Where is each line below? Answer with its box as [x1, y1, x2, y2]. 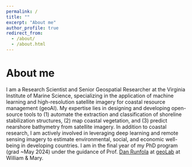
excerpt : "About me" [6, 19, 57, 25]
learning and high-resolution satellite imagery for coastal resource [6, 98, 166, 105]
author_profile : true [6, 25, 59, 31]
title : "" [6, 14, 30, 20]
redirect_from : [6, 30, 43, 36]
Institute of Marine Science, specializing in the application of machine [6, 92, 174, 99]
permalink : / [6, 8, 38, 15]
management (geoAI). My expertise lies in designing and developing [6, 104, 170, 111]
